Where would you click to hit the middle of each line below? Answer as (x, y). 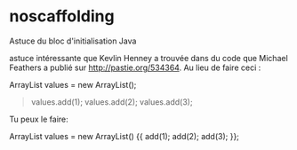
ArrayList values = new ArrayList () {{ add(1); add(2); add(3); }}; (124, 136)
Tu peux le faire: (39, 119)
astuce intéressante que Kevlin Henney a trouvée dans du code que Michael (149, 58)
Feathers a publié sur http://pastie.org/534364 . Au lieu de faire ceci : (135, 67)
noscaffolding (62, 16)
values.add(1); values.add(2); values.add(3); (112, 102)
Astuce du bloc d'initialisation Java (73, 41)
